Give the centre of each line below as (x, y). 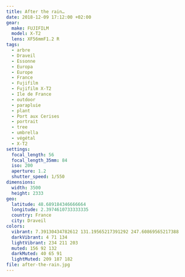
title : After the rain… (36, 12)
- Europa (22, 67)
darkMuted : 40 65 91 (37, 254)
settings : (18, 149)
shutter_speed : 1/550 (38, 177)
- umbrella (25, 133)
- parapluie (26, 105)
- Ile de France (31, 94)
